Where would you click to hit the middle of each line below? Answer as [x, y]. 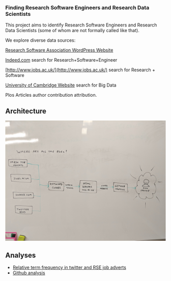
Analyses [21, 255]
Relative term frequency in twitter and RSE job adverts [69, 267]
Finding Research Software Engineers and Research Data [77, 8]
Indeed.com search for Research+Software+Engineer [61, 60]
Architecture [26, 111]
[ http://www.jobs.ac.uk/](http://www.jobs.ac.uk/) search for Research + [80, 70]
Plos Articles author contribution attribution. [51, 95]
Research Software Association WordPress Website [59, 50]
